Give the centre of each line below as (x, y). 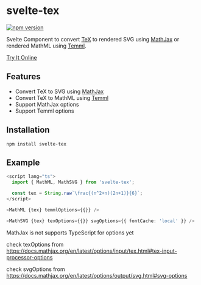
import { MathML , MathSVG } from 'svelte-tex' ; (73, 182)
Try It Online (22, 57)
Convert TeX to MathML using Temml (62, 97)
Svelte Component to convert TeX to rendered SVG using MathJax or (93, 39)
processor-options (30, 257)
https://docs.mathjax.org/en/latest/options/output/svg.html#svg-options (97, 275)
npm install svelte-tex (37, 144)
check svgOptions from (36, 269)
